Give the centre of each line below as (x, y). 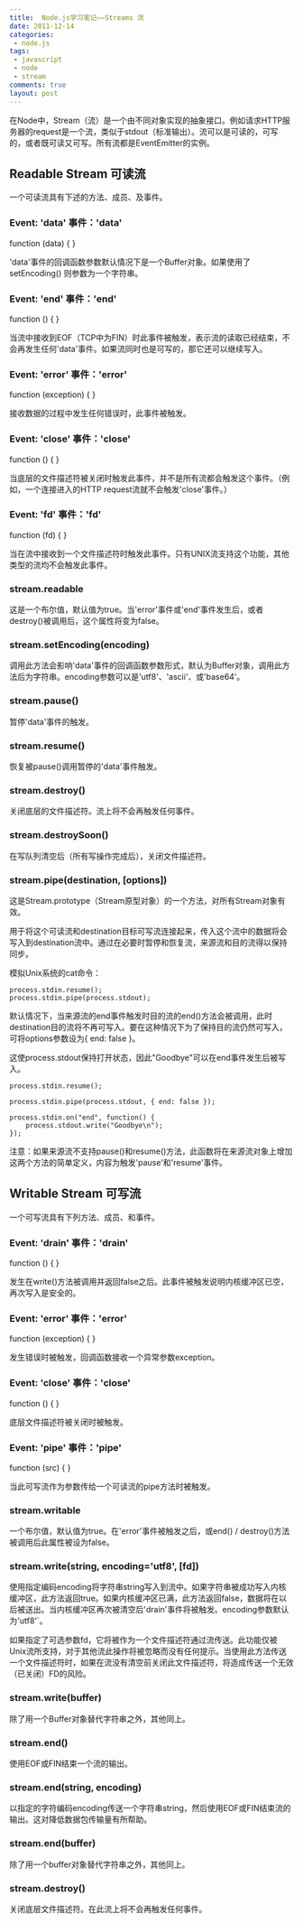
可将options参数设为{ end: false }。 (75, 1038)
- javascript (38, 60)
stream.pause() (44, 701)
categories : (32, 34)
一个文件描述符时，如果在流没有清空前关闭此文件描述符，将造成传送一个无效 (151, 1663)
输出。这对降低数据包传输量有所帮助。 (80, 1819)
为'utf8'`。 (28, 1621)
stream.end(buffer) (53, 1844)
